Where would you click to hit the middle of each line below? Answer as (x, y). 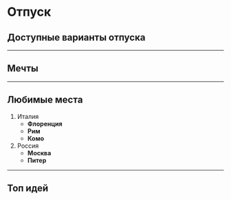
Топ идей (28, 189)
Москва (39, 153)
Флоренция (45, 124)
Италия (28, 116)
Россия (28, 146)
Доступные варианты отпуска (76, 37)
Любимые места (45, 100)
